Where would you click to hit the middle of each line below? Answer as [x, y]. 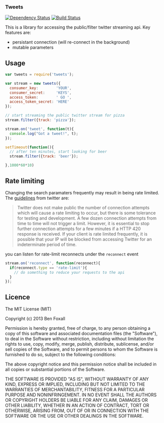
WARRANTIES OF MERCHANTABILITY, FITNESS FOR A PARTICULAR [75, 390]
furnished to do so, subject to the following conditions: [61, 355]
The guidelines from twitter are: [37, 198]
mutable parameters [33, 48]
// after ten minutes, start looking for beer [58, 152]
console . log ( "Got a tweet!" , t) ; [44, 133]
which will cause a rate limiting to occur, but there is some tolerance [86, 213]
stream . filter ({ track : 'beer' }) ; [44, 156]
